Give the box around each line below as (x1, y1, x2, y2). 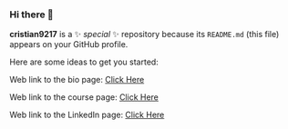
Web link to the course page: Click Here (9, 92, 159, 103)
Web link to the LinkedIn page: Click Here (9, 109, 165, 121)
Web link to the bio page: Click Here (9, 74, 145, 85)
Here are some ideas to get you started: (9, 56, 159, 67)
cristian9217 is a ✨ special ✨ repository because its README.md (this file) (9, 29, 280, 40)
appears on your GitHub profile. (9, 39, 129, 50)
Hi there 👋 (9, 8, 55, 21)
